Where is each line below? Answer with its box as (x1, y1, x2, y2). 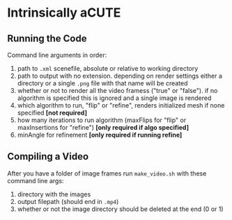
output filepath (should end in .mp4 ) (17, 197, 119, 205)
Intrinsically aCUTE (7, 5, 121, 21)
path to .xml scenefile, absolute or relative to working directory (17, 65, 199, 72)
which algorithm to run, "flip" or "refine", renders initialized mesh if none (17, 101, 225, 109)
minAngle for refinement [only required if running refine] (17, 130, 183, 139)
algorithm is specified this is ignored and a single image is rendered (17, 94, 212, 102)
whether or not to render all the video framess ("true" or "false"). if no (17, 87, 218, 94)
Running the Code (7, 33, 87, 44)
